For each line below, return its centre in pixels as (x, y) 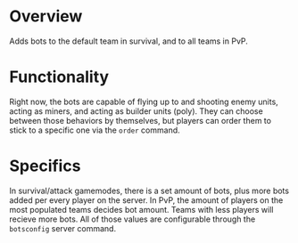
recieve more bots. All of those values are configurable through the (132, 219)
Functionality (59, 77)
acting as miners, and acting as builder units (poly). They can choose (136, 111)
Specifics (45, 166)
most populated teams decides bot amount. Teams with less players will (141, 209)
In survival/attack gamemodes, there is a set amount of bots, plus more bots (149, 190)
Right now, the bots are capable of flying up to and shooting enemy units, (144, 101)
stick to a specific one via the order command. (95, 130)
